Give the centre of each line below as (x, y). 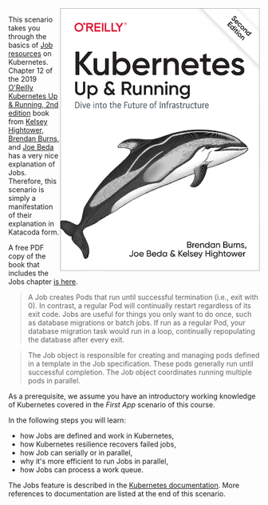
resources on (30, 54)
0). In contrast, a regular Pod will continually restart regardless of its (139, 306)
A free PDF (26, 248)
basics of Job (31, 45)
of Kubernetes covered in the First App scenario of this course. (112, 405)
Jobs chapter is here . (43, 282)
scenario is (26, 190)
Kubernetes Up (33, 96)
